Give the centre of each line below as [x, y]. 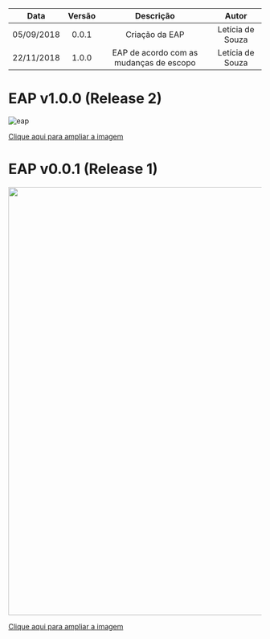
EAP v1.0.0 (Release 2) [85, 99]
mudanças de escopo [155, 62]
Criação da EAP [155, 34]
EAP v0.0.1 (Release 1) [83, 169]
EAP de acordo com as [155, 53]
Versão [82, 16]
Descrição [155, 16]
